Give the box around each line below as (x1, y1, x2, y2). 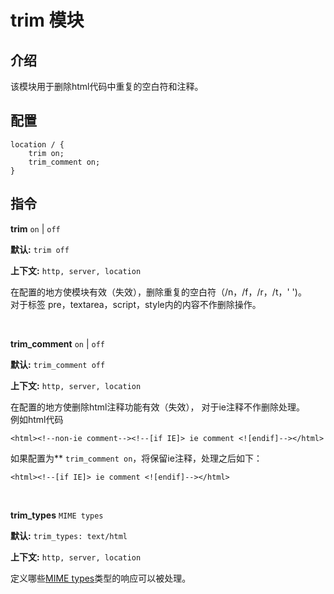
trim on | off (10, 222, 61, 235)
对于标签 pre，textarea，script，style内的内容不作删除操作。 (10, 298, 262, 310)
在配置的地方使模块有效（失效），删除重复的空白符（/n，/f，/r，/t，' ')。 (10, 286, 307, 298)
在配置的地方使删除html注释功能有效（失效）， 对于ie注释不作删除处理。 (10, 401, 306, 413)
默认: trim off (10, 243, 70, 255)
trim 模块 (10, 9, 85, 32)
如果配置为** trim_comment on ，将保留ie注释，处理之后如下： (10, 452, 263, 464)
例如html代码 (10, 413, 64, 425)
